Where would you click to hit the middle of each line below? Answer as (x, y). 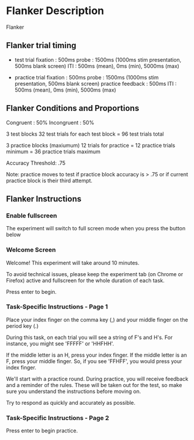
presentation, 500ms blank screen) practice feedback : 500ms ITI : (96, 83)
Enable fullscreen (32, 216)
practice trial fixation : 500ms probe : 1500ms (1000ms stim (86, 77)
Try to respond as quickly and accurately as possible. (71, 402)
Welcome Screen (31, 250)
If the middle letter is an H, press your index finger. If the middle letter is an (96, 355)
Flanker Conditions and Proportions (73, 108)
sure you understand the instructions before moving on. (73, 391)
